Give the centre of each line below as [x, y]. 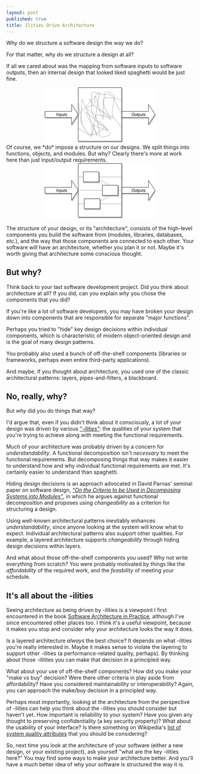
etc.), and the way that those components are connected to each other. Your [100, 241]
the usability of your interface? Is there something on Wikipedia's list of [94, 727]
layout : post [22, 13]
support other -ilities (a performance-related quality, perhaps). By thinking [98, 653]
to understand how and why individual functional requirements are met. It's [99, 466]
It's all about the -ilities [50, 595]
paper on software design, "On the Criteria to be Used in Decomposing [93, 490]
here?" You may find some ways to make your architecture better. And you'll [100, 758]
